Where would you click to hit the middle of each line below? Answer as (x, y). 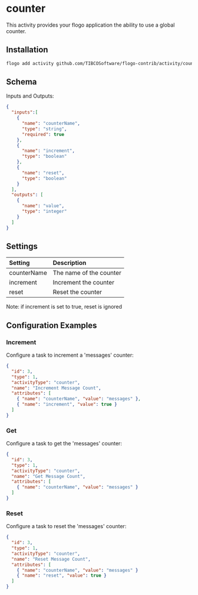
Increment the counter (84, 283)
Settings (22, 246)
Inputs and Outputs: (30, 96)
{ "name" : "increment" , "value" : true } (67, 405)
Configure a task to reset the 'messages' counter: (66, 526)
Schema (22, 82)
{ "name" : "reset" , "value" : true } (62, 575)
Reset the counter (77, 292)
